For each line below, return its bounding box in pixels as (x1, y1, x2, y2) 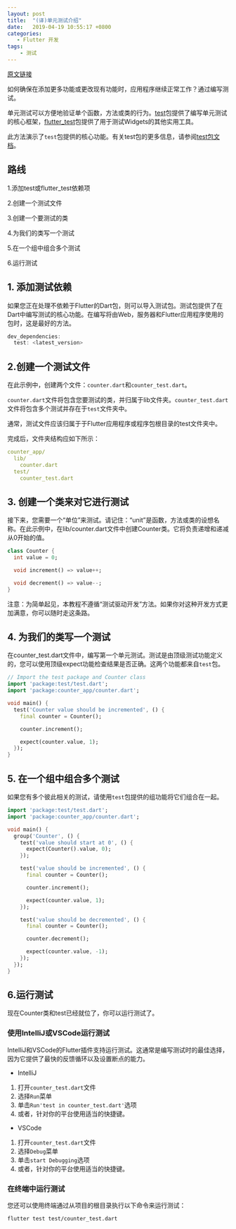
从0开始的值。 (7, 533, 48, 542)
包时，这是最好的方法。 (7, 318, 75, 327)
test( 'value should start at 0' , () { (20, 839, 133, 846)
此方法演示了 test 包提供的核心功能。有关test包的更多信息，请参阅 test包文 (7, 132, 220, 141)
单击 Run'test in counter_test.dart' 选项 (17, 1100, 137, 1109)
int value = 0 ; (13, 554, 58, 561)
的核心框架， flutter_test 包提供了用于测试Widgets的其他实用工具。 (7, 117, 198, 125)
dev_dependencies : (7, 332, 61, 340)
